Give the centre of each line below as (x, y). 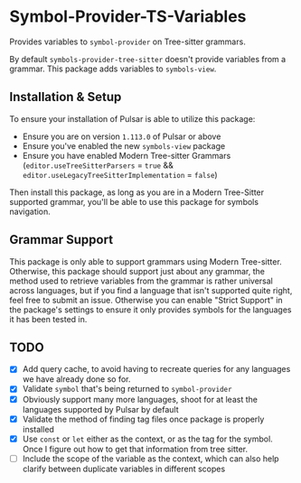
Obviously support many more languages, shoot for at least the (140, 399)
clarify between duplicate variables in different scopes (124, 469)
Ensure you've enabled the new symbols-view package (124, 145)
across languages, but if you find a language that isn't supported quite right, (151, 290)
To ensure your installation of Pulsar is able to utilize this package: (132, 118)
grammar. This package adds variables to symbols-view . (113, 69)
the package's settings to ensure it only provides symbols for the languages (150, 310)
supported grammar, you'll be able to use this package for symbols (134, 201)
